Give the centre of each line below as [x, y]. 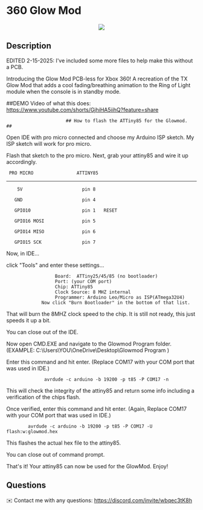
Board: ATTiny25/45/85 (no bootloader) [106, 276]
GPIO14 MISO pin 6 [55, 231]
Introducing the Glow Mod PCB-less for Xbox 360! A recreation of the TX [97, 79]
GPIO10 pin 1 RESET [66, 210]
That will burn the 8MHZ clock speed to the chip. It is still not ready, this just [101, 314]
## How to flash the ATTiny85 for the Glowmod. [127, 121]
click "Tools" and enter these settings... [55, 265]
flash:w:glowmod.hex [32, 431]
